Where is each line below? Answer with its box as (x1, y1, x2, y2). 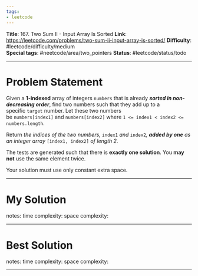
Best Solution (6, 238, 73, 252)
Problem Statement (6, 75, 103, 88)
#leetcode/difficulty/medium (6, 42, 75, 50)
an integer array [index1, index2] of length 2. (6, 137, 118, 144)
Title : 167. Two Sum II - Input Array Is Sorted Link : (6, 30, 127, 37)
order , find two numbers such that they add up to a (35, 101, 160, 108)
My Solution (6, 193, 67, 206)
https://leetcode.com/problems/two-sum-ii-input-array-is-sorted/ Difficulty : (6, 37, 192, 44)
